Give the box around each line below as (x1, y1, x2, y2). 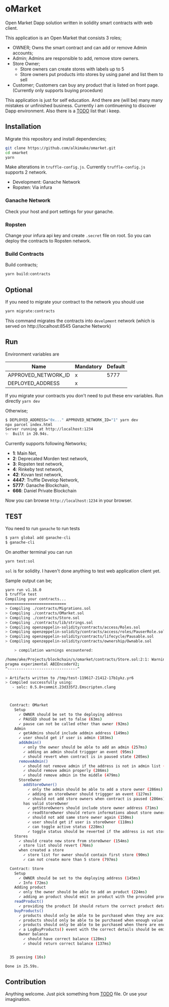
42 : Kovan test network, (12, 472, 63, 478)
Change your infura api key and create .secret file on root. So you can (5, 232, 151, 238)
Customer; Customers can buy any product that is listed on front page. (12, 82, 159, 88)
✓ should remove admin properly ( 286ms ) (23, 768, 109, 773)
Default (107, 363, 125, 370)
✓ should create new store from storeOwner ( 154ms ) (18, 838, 129, 843)
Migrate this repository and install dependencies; (5, 135, 107, 141)
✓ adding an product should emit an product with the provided (18, 894, 154, 899)
